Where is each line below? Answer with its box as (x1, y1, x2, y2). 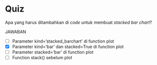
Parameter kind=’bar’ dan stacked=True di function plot (12, 44, 124, 49)
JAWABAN (5, 29, 26, 34)
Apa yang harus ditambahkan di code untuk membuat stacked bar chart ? (5, 19, 152, 25)
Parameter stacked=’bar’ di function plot (12, 49, 94, 55)
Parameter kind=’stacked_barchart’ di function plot (12, 38, 115, 44)
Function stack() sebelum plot (12, 55, 72, 61)
